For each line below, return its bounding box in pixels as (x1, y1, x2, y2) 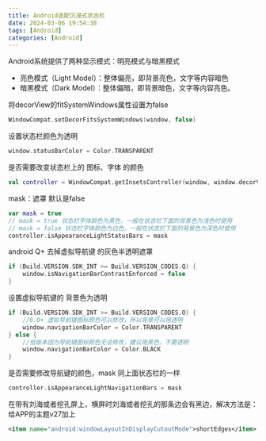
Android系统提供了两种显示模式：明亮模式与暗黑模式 (8, 56, 180, 66)
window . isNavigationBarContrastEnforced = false (22, 270, 186, 278)
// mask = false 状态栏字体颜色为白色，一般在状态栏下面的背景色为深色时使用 (8, 224, 236, 232)
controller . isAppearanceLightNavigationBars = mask (8, 384, 182, 393)
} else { (8, 331, 37, 339)
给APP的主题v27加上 (8, 409, 76, 419)
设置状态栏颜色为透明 (8, 132, 78, 141)
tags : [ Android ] (8, 26, 62, 34)
